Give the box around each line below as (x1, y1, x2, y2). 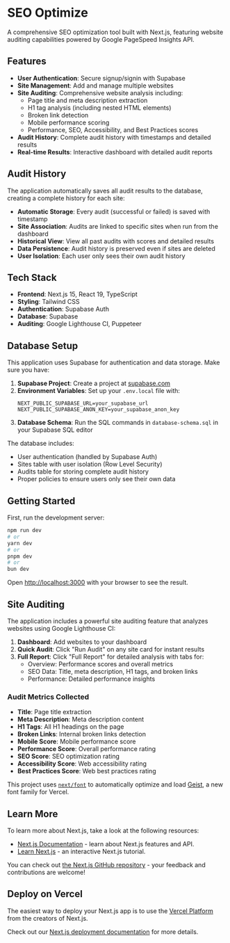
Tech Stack (7, 271, 57, 283)
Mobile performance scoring (27, 118, 110, 127)
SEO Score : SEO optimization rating (17, 752, 120, 761)
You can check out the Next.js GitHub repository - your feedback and (7, 861, 206, 869)
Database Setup (7, 339, 79, 352)
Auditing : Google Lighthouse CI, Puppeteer (17, 320, 142, 328)
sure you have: (7, 366, 50, 374)
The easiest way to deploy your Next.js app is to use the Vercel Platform (7, 906, 214, 915)
